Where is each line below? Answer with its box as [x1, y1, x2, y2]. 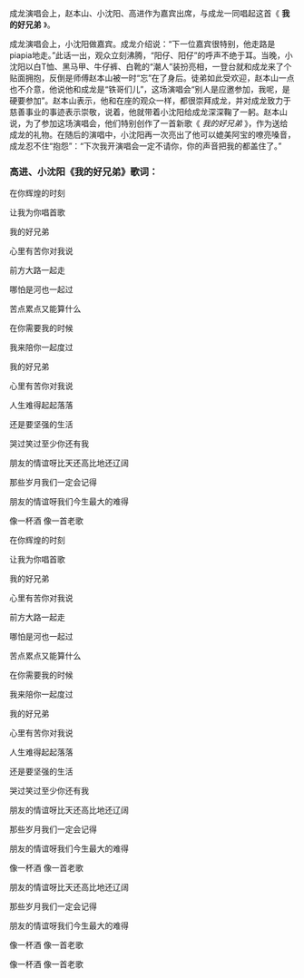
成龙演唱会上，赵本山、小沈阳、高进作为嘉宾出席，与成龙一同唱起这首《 [9, 8, 279, 18]
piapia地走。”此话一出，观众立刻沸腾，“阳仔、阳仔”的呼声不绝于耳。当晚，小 [9, 50, 293, 61]
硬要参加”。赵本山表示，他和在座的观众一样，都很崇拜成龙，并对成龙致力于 [9, 95, 292, 106]
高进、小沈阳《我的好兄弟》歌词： [9, 165, 159, 178]
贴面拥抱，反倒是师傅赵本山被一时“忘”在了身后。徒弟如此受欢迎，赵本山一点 [9, 73, 295, 83]
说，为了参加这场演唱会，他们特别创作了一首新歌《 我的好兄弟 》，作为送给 [9, 118, 289, 129]
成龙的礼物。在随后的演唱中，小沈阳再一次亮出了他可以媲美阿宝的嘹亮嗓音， [9, 130, 296, 140]
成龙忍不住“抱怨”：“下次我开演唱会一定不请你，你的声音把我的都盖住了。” [9, 141, 282, 152]
